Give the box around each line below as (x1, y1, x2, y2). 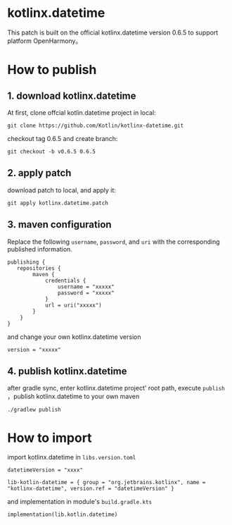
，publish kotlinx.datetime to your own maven (7, 393, 140, 401)
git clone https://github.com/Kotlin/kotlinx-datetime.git (7, 122, 184, 129)
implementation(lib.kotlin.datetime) (7, 511, 118, 519)
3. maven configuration (7, 218, 112, 230)
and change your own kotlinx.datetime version (7, 333, 141, 341)
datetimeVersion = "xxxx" (7, 467, 83, 474)
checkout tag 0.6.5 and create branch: (7, 134, 118, 142)
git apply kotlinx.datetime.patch (7, 199, 109, 206)
